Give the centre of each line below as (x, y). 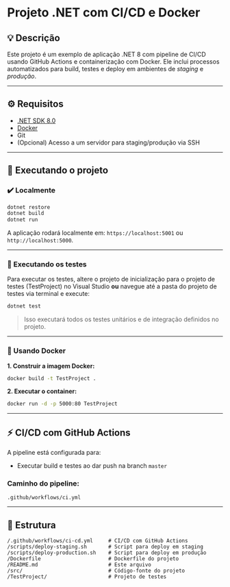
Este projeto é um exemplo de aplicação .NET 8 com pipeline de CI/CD (107, 54)
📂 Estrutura (31, 525)
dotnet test (24, 306)
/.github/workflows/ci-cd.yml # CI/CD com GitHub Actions (98, 541)
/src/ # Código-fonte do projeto (96, 571)
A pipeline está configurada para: (54, 453)
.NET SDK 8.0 (36, 121)
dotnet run (23, 220)
